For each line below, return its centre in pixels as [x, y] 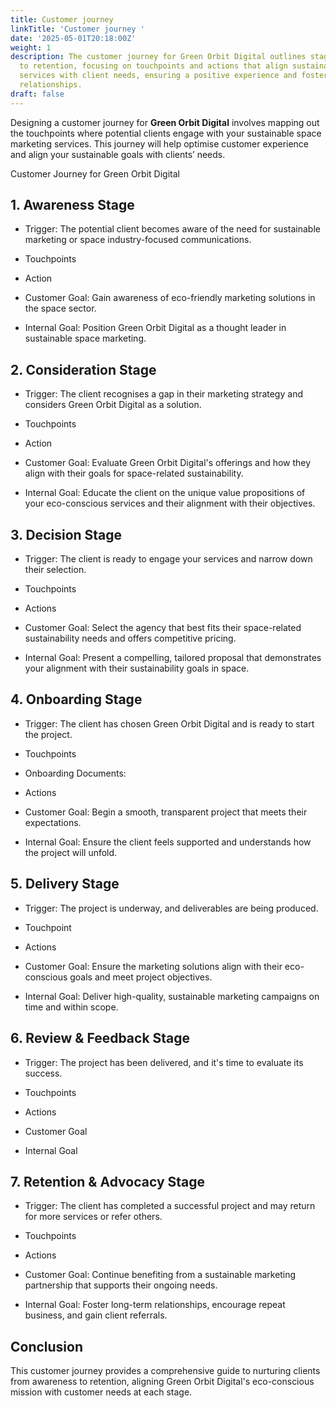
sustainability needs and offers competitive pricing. [130, 638]
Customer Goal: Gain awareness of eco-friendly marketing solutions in [170, 298]
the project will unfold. [71, 852]
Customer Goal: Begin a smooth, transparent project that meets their [166, 812]
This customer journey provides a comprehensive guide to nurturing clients [165, 1371]
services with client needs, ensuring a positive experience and [158, 76]
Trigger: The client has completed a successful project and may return [170, 1206]
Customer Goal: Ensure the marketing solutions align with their [153, 966]
